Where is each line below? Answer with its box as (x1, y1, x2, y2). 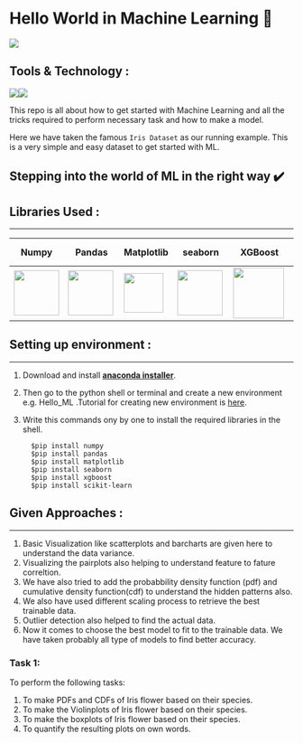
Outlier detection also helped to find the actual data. (22, 615, 216, 625)
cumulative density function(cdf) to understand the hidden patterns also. (22, 586, 293, 597)
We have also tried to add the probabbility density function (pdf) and (22, 576, 278, 587)
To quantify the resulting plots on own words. (22, 723, 191, 734)
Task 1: (9, 656, 41, 669)
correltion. (22, 567, 61, 578)
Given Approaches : (9, 505, 124, 521)
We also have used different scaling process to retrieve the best (22, 596, 260, 607)
